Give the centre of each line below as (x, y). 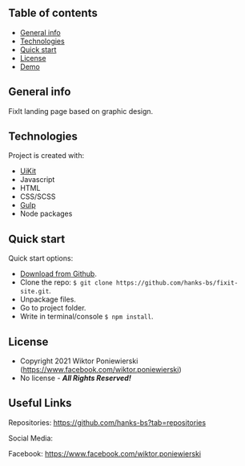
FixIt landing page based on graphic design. (81, 111)
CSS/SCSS (38, 197)
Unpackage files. (48, 299)
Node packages (46, 214)
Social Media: (31, 438)
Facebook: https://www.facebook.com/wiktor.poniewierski (105, 453)
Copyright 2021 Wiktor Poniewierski (79, 361)
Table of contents (53, 13)
